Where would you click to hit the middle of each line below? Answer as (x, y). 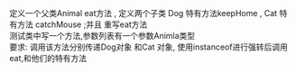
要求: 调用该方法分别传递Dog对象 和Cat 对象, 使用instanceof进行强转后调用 (149, 47)
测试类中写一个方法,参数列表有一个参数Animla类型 (102, 36)
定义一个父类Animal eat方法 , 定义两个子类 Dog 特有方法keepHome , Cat (143, 13)
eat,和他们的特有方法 (48, 58)
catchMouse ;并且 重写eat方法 (91, 24)
